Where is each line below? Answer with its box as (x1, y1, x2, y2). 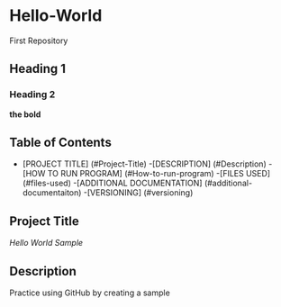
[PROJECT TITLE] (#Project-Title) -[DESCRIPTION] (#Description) (22, 158, 267, 169)
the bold (9, 109, 41, 120)
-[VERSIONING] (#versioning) (83, 187, 194, 198)
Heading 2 (9, 88, 56, 101)
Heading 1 (9, 61, 66, 77)
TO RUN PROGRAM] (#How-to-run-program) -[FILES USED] (47, 168, 271, 179)
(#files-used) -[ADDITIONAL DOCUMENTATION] (22, 177, 203, 189)
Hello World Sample (9, 238, 84, 248)
